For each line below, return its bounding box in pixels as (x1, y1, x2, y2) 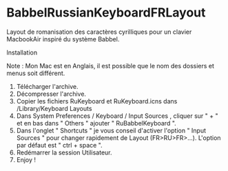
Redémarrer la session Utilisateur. (16, 148, 112, 157)
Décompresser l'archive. (16, 90, 87, 98)
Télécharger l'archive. (16, 82, 79, 90)
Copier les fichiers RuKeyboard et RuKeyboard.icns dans (16, 97, 178, 105)
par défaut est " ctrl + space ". (16, 141, 103, 149)
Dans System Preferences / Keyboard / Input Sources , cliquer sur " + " (16, 112, 218, 120)
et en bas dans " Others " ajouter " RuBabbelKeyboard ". (16, 119, 176, 127)
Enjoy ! (16, 155, 36, 163)
